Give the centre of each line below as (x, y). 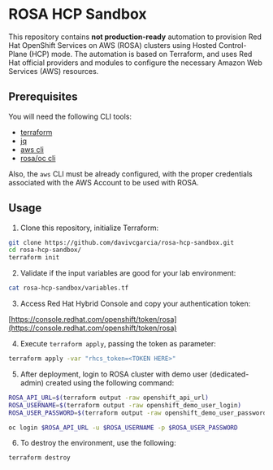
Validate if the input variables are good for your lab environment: (128, 273)
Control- (232, 45)
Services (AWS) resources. (54, 71)
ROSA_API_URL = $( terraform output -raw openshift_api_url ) (108, 398)
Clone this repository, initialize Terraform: (89, 228)
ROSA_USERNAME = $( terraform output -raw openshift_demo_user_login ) (125, 405)
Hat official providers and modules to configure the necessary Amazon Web (135, 63)
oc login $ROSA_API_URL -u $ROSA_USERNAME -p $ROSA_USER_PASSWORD (123, 428)
